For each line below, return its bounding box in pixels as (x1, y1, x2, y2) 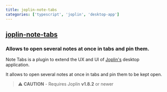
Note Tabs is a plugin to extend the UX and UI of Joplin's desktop (5, 57, 140, 63)
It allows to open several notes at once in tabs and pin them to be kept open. (5, 72, 162, 78)
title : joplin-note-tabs (5, 7, 57, 12)
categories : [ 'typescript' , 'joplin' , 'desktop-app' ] (5, 12, 120, 17)
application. (5, 62, 30, 68)
